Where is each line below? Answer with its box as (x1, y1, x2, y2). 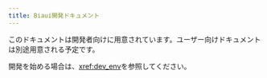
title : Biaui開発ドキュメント (8, 11, 101, 20)
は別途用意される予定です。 (8, 45, 100, 54)
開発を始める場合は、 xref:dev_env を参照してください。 (8, 61, 191, 71)
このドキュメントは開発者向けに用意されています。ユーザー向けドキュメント (8, 34, 261, 44)
